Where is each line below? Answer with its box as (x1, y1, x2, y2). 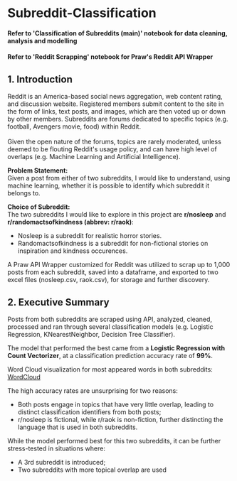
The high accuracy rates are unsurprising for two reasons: (7, 387, 178, 395)
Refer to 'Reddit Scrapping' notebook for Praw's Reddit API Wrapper (7, 53, 214, 61)
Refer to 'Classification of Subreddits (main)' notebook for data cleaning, (7, 28, 228, 37)
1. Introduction (7, 73, 73, 85)
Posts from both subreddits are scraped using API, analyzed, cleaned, (7, 315, 212, 323)
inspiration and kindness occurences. (17, 247, 128, 255)
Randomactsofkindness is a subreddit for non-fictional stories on (17, 239, 209, 248)
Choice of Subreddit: (7, 202, 70, 211)
